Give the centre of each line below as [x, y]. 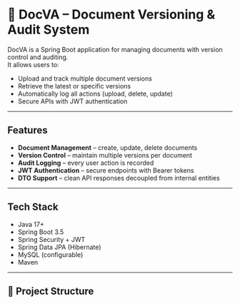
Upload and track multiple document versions [85, 78]
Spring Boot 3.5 [41, 232]
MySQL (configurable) [50, 254]
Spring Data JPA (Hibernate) [59, 247]
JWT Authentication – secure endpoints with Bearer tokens [106, 170]
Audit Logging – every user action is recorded [86, 163]
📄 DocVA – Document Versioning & [111, 15]
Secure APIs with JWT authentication [72, 101]
